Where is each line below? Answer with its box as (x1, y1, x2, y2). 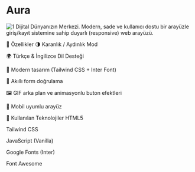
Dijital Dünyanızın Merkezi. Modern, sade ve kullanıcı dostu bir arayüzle (15, 23, 189, 30)
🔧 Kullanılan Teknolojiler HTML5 (6, 114, 84, 121)
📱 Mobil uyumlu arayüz (6, 102, 62, 110)
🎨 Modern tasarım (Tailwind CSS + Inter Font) (6, 66, 116, 73)
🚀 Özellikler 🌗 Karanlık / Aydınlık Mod (6, 41, 98, 48)
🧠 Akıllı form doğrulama (6, 77, 63, 84)
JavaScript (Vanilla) (6, 137, 54, 144)
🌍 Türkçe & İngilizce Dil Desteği (6, 52, 84, 59)
